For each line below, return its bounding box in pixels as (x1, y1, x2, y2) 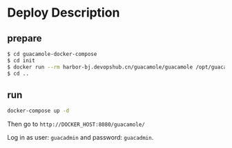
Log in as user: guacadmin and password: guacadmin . (7, 133, 154, 142)
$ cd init (7, 57, 36, 64)
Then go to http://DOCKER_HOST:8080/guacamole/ (7, 120, 145, 129)
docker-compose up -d (7, 107, 70, 115)
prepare (7, 33, 42, 44)
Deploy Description (7, 5, 120, 21)
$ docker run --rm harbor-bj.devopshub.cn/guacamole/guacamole (7, 64, 193, 71)
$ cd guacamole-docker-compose (7, 50, 97, 57)
